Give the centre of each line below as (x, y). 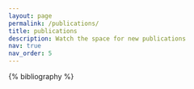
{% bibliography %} (41, 76)
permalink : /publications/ (54, 23)
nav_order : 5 (30, 53)
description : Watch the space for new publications (97, 38)
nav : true (25, 46)
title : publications (43, 31)
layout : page (30, 16)
